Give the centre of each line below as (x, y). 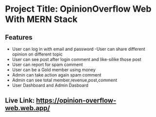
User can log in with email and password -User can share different (78, 49)
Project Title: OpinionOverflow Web (78, 9)
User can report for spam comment (47, 65)
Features (19, 37)
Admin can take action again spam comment (57, 75)
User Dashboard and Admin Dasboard (50, 85)
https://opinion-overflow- (76, 101)
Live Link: (20, 101)
